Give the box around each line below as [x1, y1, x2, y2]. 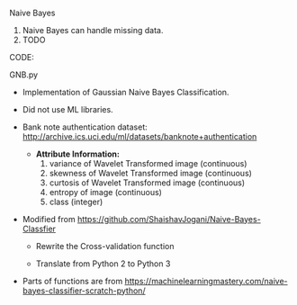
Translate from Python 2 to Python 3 [35, 258, 171, 269]
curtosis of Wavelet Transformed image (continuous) [49, 177, 246, 188]
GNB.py [9, 69, 39, 80]
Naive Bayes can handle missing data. [22, 24, 164, 35]
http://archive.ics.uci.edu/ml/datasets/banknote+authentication [22, 130, 257, 141]
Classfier [22, 223, 57, 234]
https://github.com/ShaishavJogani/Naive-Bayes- [76, 213, 261, 224]
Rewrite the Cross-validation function [35, 240, 175, 251]
